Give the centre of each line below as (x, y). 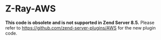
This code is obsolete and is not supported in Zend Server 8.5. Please (80, 22)
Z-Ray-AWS (30, 9)
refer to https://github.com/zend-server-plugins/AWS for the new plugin (80, 27)
